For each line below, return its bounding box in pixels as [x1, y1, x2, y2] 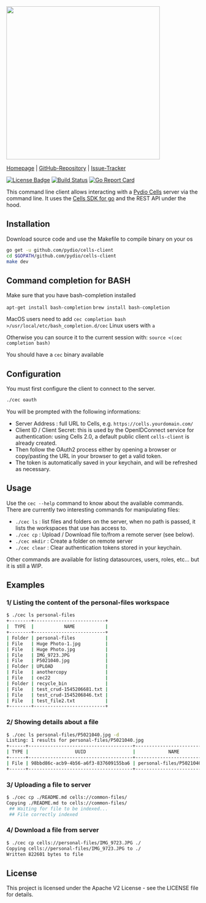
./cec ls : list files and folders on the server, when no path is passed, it [15, 518, 196, 525]
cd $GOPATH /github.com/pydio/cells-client [6, 252, 116, 259]
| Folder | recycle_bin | [6, 680, 109, 687]
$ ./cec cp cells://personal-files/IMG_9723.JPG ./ [6, 839, 141, 846]
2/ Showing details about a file [6, 718, 99, 727]
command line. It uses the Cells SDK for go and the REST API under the [6, 195, 186, 202]
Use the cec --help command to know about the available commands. [6, 499, 184, 507]
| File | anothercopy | [6, 669, 109, 676]
